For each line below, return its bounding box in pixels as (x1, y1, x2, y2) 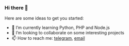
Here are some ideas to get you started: (4, 15, 84, 21)
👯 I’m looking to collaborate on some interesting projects (11, 30, 125, 36)
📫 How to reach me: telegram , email (11, 35, 85, 41)
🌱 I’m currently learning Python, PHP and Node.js (11, 25, 110, 31)
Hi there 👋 (4, 4, 29, 11)
